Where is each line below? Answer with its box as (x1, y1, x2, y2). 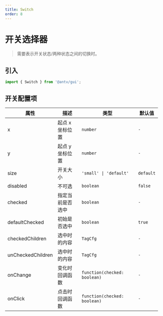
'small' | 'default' (81, 170, 130, 176)
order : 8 (5, 12, 23, 16)
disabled (7, 182, 27, 189)
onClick (7, 295, 25, 302)
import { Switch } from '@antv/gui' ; (5, 79, 81, 85)
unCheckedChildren (7, 252, 53, 258)
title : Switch (5, 7, 34, 12)
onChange (7, 271, 32, 278)
